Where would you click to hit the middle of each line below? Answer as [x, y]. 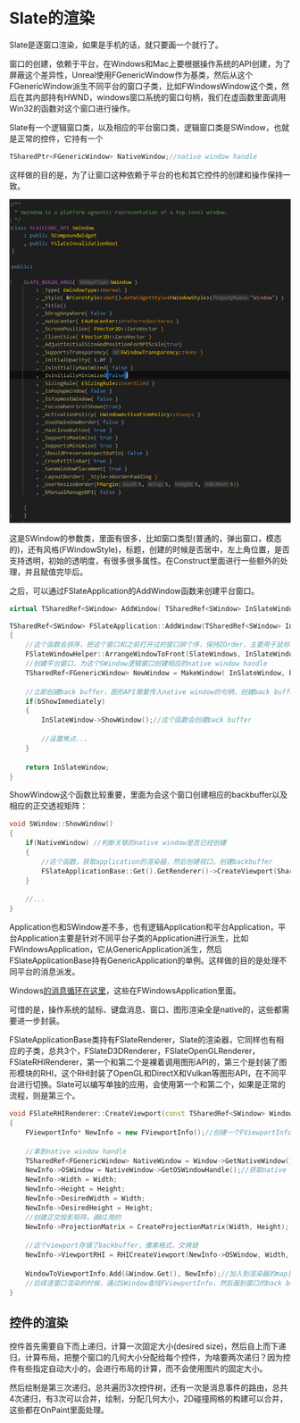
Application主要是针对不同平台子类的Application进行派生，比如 [133, 938]
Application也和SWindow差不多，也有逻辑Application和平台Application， [144, 927]
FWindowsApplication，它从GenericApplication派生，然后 [116, 950]
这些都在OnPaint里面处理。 [59, 1410]
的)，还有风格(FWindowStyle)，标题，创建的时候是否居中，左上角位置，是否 [150, 549]
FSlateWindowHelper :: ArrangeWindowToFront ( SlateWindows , [133, 654]
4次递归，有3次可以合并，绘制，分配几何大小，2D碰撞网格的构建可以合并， [149, 1398]
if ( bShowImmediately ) [65, 701]
